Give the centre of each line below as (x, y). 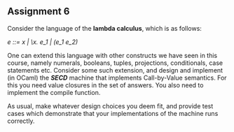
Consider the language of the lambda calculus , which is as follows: (104, 28)
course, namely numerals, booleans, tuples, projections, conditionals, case (115, 63)
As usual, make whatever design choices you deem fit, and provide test (110, 106)
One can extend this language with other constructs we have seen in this (112, 55)
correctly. (21, 121)
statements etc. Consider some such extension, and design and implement (115, 70)
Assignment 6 (39, 12)
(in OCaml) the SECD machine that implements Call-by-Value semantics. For (117, 78)
